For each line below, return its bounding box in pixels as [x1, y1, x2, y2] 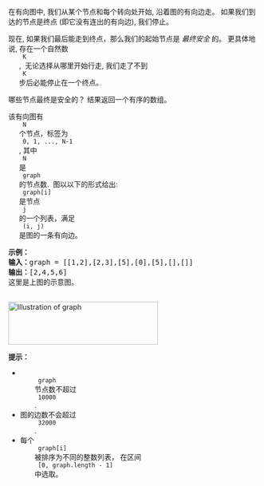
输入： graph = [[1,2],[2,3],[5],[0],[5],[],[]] [8, 258, 194, 267]
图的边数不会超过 [19, 410, 77, 419]
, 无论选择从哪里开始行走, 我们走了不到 [18, 61, 148, 70]
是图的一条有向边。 [18, 231, 82, 239]
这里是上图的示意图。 [8, 278, 78, 286]
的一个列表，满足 [18, 214, 76, 223]
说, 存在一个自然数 [8, 44, 69, 53]
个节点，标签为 [18, 128, 69, 138]
